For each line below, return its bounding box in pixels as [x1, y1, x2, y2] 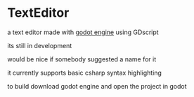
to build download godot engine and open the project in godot [7, 82, 188, 90]
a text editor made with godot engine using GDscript [7, 28, 160, 36]
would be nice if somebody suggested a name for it [7, 54, 157, 64]
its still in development [7, 41, 72, 50]
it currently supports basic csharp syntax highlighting [7, 68, 162, 77]
